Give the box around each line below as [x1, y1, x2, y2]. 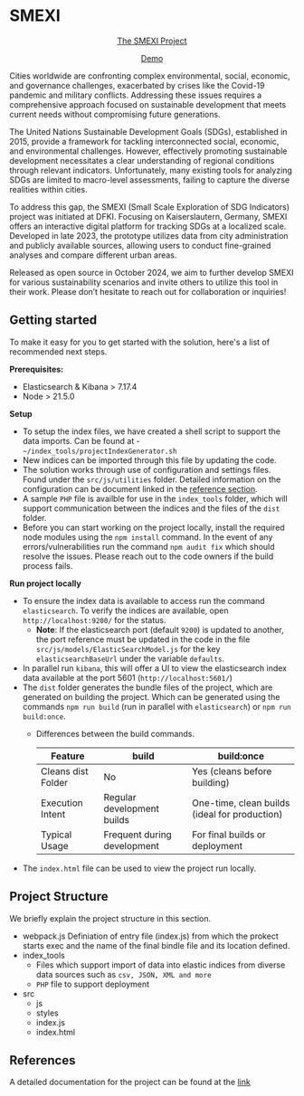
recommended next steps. [9, 345, 108, 357]
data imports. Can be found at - [22, 435, 140, 446]
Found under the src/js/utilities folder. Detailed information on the [22, 474, 281, 485]
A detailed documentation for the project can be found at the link [9, 1077, 251, 1088]
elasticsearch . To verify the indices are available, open [22, 605, 229, 616]
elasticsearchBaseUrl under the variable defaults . [35, 653, 224, 664]
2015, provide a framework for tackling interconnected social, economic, [9, 136, 280, 146]
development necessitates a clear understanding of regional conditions [9, 155, 275, 165]
